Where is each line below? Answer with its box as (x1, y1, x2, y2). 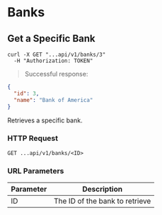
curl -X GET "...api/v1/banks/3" (7, 51, 106, 58)
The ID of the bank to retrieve (53, 196, 151, 206)
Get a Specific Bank (7, 33, 96, 45)
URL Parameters (7, 165, 64, 175)
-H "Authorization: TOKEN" (13, 57, 93, 64)
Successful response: (24, 70, 88, 78)
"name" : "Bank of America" (13, 96, 93, 103)
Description (82, 185, 122, 194)
